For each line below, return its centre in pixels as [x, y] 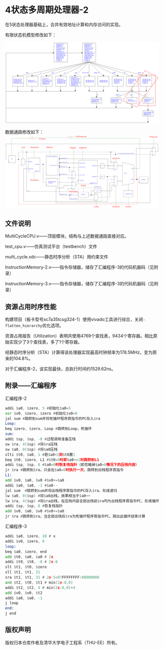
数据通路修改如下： [24, 132]
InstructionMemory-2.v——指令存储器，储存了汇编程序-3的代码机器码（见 [80, 267]
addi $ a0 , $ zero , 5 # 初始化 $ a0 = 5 [38, 408]
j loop [12, 603]
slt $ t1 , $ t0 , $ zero [26, 567]
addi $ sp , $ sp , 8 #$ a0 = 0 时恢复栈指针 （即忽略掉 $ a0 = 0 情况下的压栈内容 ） [72, 465]
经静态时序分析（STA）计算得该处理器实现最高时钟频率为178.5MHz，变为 [79, 352]
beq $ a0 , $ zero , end [26, 552]
